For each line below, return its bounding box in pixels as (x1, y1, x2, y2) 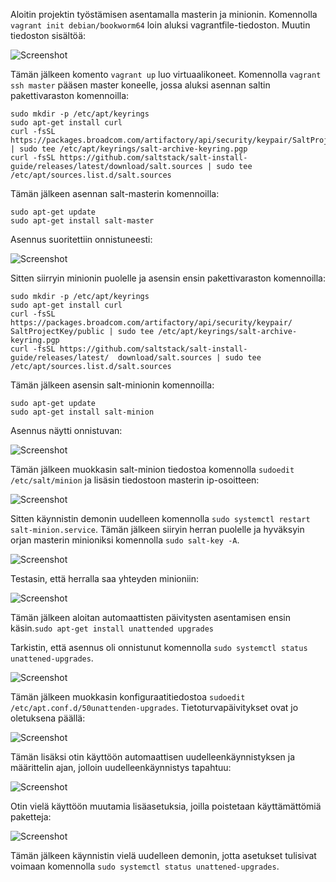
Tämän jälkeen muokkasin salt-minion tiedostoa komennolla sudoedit (10, 464, 295, 475)
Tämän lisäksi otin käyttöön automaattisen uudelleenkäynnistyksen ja (10, 751, 296, 763)
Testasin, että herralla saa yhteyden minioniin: (10, 573, 200, 584)
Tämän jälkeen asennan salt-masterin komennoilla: (10, 188, 220, 199)
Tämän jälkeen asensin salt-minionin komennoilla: (10, 379, 215, 391)
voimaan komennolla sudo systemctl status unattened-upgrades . (10, 860, 280, 872)
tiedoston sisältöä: (10, 30, 87, 41)
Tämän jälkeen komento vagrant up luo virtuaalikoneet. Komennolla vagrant (10, 69, 322, 80)
